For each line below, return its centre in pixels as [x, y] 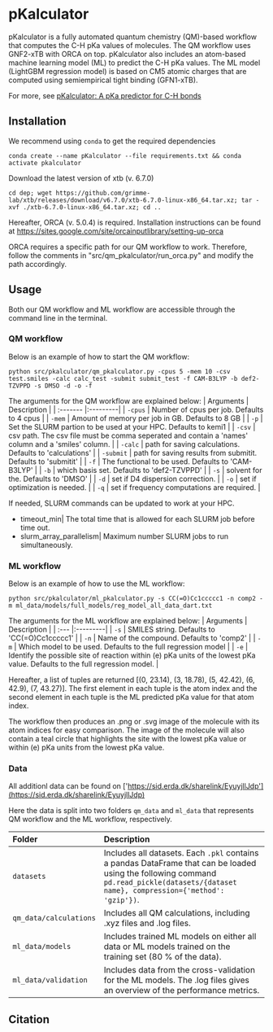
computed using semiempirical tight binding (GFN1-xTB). [103, 80]
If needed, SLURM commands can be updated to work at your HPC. [121, 503]
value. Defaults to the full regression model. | [84, 664]
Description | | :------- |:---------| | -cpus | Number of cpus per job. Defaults [136, 409]
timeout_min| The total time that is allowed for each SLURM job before [137, 518]
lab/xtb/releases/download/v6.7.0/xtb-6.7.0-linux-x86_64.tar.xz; [123, 200]
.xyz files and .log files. [147, 923]
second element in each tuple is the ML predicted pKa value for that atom [131, 697]
